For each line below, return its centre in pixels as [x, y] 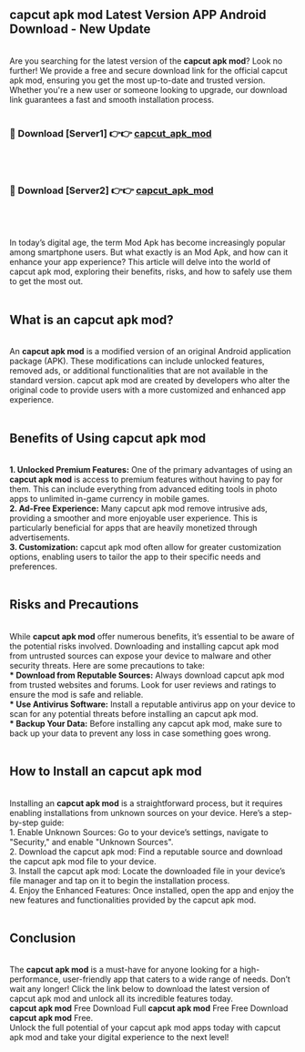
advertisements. [40, 537]
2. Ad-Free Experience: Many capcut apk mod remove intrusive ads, [139, 508]
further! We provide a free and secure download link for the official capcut [149, 70]
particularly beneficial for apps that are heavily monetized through [133, 528]
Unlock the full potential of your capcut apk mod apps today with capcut [145, 1027]
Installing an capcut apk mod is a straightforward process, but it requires [146, 803]
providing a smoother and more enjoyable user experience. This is [133, 518]
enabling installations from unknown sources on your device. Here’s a [140, 812]
